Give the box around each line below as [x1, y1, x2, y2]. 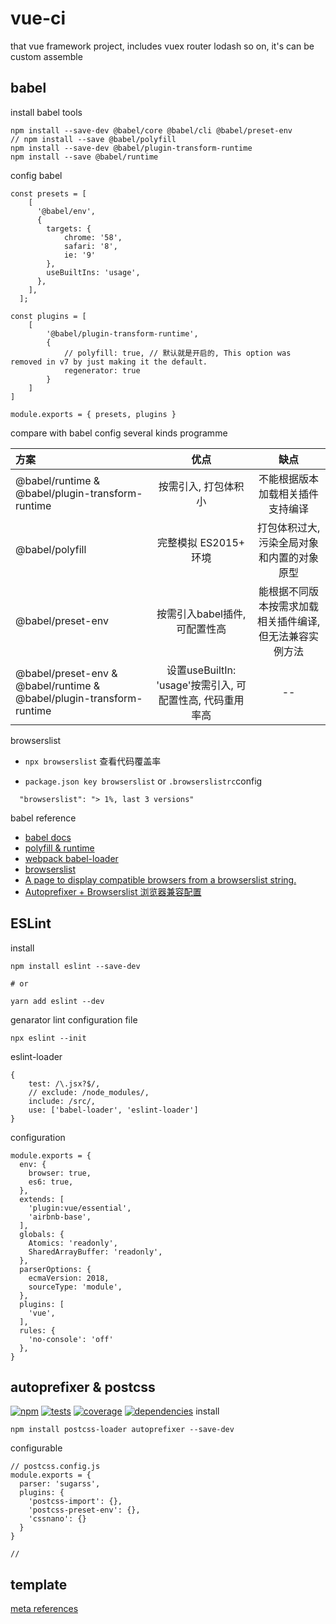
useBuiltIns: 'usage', [46, 267, 141, 277]
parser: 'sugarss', [19, 1479, 101, 1489]
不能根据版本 [258, 472, 320, 486]
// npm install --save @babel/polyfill [10, 134, 177, 144]
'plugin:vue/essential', [28, 1203, 132, 1213]
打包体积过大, [256, 520, 321, 534]
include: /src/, [28, 1096, 97, 1106]
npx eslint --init [10, 1033, 87, 1043]
